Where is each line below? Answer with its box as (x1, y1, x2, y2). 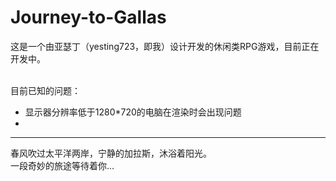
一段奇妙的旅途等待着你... (10, 159, 115, 171)
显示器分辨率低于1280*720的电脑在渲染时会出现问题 (24, 106, 242, 118)
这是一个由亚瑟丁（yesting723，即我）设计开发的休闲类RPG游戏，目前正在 (10, 40, 320, 52)
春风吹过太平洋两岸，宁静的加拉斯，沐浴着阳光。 (10, 147, 212, 159)
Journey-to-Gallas (10, 6, 167, 29)
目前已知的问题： (10, 84, 81, 96)
